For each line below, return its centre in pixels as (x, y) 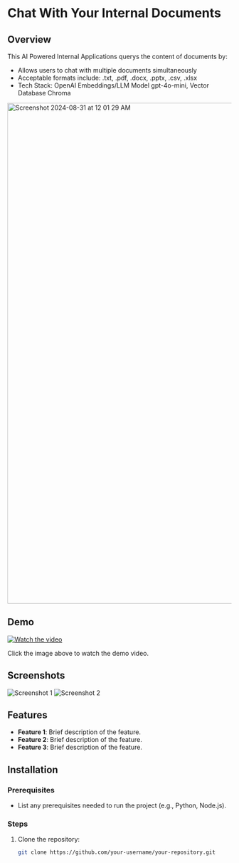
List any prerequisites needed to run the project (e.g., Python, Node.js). (122, 805)
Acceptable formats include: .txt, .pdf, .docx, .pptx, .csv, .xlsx (107, 78)
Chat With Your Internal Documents (115, 13)
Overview (30, 40)
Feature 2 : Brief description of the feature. (80, 740)
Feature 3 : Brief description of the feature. (80, 747)
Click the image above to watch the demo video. (78, 653)
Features (27, 715)
